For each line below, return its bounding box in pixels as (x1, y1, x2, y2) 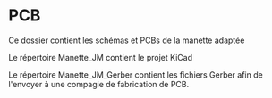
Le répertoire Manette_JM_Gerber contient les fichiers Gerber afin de (8, 69, 263, 80)
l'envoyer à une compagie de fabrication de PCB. (8, 78, 190, 89)
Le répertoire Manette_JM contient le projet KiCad (8, 52, 193, 62)
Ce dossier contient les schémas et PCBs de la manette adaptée (8, 35, 245, 45)
